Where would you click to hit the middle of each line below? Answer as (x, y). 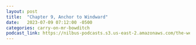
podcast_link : (23, 33)
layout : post (22, 11)
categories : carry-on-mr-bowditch (48, 28)
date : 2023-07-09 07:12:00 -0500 (49, 22)
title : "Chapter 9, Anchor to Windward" (57, 17)
